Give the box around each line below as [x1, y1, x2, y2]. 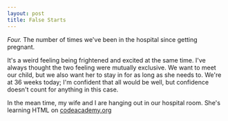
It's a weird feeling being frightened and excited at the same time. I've [7, 56, 206, 64]
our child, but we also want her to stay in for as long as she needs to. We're [7, 70, 222, 79]
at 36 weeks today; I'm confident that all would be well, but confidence [7, 78, 209, 86]
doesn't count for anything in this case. [7, 85, 119, 93]
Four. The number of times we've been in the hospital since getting [7, 35, 198, 43]
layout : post [7, 10, 45, 17]
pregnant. [7, 43, 35, 51]
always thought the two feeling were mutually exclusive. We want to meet [7, 63, 216, 71]
